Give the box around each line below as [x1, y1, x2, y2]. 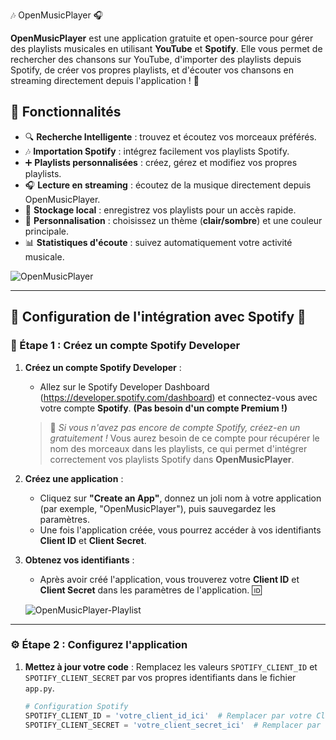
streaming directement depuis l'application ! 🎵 [10, 75, 200, 86]
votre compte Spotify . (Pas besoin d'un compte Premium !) [39, 402, 288, 414]
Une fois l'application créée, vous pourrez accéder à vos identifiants [39, 524, 322, 536]
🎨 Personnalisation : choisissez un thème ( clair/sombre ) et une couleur [24, 214, 323, 226]
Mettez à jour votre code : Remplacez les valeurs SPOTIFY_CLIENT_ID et [24, 660, 318, 673]
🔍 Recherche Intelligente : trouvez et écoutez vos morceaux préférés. [24, 130, 317, 143]
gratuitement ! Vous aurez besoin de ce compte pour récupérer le [49, 432, 320, 444]
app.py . [24, 682, 55, 694]
